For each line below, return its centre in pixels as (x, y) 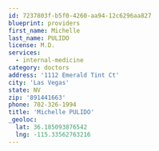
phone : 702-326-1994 (43, 105)
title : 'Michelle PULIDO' (51, 113)
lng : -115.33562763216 (53, 134)
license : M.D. (32, 46)
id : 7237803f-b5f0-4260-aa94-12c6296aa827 (80, 16)
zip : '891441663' (37, 97)
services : (25, 53)
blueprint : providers (44, 23)
